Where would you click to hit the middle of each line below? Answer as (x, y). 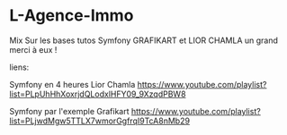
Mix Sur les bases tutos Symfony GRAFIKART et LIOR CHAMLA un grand (144, 40)
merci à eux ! (33, 49)
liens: (19, 67)
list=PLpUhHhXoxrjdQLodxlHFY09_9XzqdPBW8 (98, 94)
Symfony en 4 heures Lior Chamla (72, 84)
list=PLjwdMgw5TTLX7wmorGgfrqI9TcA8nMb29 (100, 121)
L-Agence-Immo (72, 16)
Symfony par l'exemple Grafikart (69, 111)
